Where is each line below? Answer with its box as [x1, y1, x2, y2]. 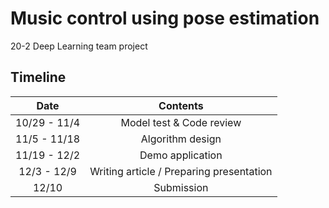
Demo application [139, 148, 223, 162]
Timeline [10, 69, 67, 86]
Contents [158, 98, 204, 112]
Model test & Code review [120, 115, 242, 129]
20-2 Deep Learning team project [10, 40, 148, 52]
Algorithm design [140, 132, 222, 146]
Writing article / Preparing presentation [89, 164, 273, 178]
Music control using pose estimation [10, 7, 320, 30]
